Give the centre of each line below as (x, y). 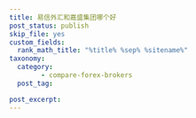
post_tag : (35, 83)
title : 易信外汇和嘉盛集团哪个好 (63, 17)
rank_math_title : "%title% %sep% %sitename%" (103, 51)
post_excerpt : (35, 99)
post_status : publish (49, 26)
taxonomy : (27, 59)
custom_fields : (37, 42)
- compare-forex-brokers (87, 75)
